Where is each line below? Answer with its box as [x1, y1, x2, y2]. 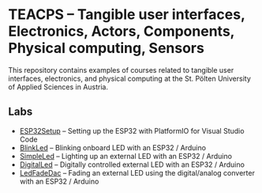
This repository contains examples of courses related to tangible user [8, 65, 234, 74]
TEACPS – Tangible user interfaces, [8, 6, 245, 24]
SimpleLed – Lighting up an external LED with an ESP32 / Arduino [19, 151, 233, 161]
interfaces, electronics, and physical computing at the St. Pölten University [8, 74, 251, 83]
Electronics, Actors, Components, [8, 22, 235, 40]
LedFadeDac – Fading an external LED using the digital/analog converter [19, 168, 255, 177]
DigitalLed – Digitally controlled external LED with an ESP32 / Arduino [19, 160, 245, 169]
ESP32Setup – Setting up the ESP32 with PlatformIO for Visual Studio [19, 126, 245, 135]
